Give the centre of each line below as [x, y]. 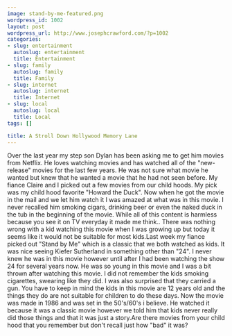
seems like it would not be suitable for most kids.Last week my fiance [106, 237]
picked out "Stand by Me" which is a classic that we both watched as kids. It [116, 244]
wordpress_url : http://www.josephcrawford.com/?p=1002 [88, 33]
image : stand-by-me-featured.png [55, 14]
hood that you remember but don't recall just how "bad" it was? [98, 325]
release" [19, 170]
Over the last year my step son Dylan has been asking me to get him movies [115, 156]
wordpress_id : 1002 [35, 20]
